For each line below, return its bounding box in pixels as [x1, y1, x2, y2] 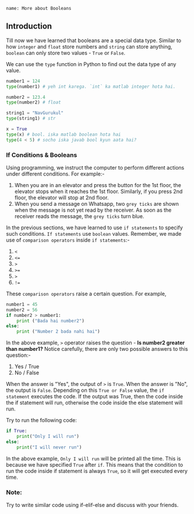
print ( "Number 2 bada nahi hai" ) [16, 329, 100, 334]
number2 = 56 [6, 307, 38, 313]
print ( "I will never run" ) [16, 444, 82, 450]
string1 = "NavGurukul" [6, 110, 64, 116]
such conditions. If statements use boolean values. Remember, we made [6, 230, 182, 237]
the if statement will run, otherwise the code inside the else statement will [6, 399, 183, 406]
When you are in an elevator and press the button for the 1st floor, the [14, 181, 182, 188]
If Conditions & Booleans [6, 151, 77, 159]
